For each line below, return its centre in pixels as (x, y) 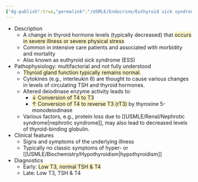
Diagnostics (29, 160)
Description (28, 28)
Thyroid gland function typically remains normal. (82, 72)
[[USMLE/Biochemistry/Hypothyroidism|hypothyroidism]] (92, 154)
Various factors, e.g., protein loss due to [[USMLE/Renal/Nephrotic (104, 116)
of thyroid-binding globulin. (56, 129)
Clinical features (34, 135)
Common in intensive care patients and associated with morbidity (103, 47)
